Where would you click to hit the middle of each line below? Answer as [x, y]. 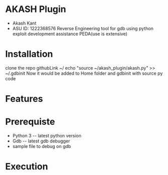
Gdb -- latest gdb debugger [41, 141]
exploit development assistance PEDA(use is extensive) [70, 34]
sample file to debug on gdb [42, 146]
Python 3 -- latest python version [47, 136]
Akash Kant [24, 23]
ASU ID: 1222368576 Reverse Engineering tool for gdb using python [83, 28]
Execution [27, 167]
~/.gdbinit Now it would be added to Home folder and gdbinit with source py [84, 73]
